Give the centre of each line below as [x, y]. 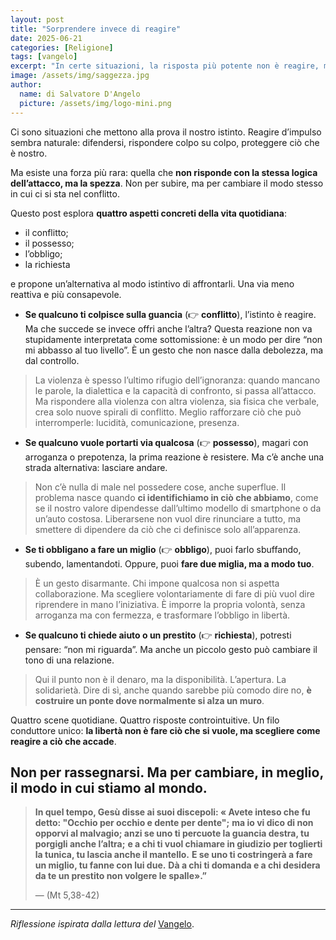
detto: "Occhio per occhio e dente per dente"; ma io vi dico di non [174, 823]
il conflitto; [46, 232]
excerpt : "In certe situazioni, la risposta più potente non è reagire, [165, 66]
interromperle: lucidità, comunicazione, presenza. [137, 422]
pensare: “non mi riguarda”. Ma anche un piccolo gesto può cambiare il [171, 649]
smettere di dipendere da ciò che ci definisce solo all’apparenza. [168, 529]
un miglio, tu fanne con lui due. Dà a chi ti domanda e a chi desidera [177, 865]
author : [26, 85]
